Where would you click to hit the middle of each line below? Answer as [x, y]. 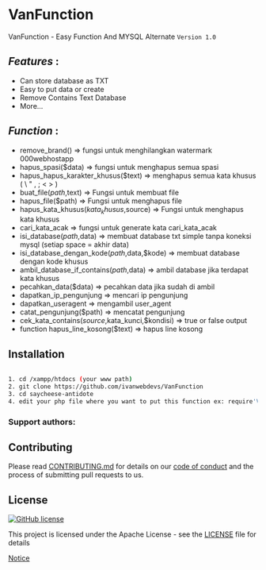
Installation [36, 354]
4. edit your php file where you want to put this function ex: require [131, 401]
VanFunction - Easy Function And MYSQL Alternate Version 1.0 [112, 37]
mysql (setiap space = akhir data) [74, 245]
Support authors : [42, 422]
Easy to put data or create [62, 89]
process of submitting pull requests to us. [76, 475]
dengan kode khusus [54, 262]
